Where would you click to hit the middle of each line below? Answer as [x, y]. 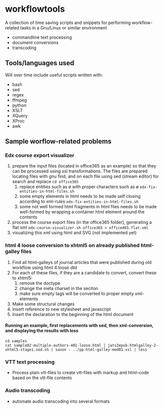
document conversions [35, 42]
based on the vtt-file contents [42, 378]
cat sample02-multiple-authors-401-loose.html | [55, 345]
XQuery [20, 116]
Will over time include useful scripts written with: [54, 75]
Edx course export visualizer [40, 155]
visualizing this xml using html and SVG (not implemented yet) [74, 233]
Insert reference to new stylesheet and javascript [61, 309]
